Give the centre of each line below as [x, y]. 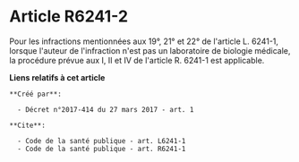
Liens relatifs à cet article [57, 77]
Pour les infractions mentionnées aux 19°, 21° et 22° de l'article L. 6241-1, [144, 41]
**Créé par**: [36, 94]
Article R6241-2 [68, 17]
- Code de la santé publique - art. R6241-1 [102, 149]
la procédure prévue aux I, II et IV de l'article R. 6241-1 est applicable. [137, 60]
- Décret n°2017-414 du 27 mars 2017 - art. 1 [106, 109]
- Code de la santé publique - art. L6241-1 [102, 141]
